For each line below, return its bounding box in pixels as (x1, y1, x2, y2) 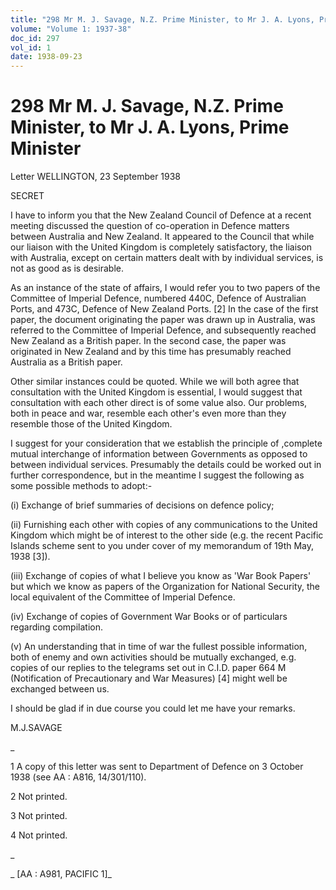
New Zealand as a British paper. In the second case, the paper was (10, 335, 287, 347)
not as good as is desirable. (10, 262, 124, 275)
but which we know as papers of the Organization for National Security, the (10, 581, 321, 593)
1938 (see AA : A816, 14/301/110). (10, 771, 147, 783)
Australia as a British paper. (10, 356, 123, 368)
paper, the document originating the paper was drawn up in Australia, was (10, 314, 316, 326)
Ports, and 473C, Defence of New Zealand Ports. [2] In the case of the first (10, 303, 319, 315)
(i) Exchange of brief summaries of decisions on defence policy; (10, 499, 275, 511)
